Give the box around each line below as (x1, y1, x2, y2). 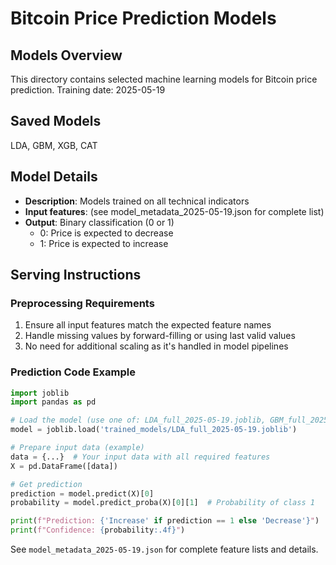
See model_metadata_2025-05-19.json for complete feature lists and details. (10, 543, 319, 556)
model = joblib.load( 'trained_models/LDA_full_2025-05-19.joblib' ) (10, 425, 298, 435)
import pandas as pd (10, 397, 97, 407)
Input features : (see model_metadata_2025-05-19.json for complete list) (24, 205, 325, 217)
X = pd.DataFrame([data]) (10, 461, 118, 471)
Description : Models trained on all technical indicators (24, 195, 250, 207)
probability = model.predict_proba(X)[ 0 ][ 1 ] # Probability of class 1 (10, 498, 315, 508)
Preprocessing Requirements (10, 296, 155, 310)
